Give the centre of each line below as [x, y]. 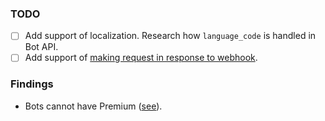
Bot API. [41, 47]
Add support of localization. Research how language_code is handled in [170, 36]
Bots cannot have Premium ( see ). [93, 106]
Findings [32, 84]
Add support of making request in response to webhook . [141, 58]
